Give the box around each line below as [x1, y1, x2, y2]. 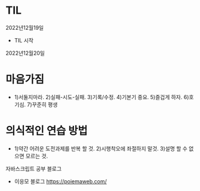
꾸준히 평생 [32, 101, 58, 108]
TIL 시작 [14, 36, 34, 44]
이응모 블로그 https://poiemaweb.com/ [14, 177, 107, 185]
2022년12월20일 [5, 49, 45, 57]
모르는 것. [25, 152, 48, 159]
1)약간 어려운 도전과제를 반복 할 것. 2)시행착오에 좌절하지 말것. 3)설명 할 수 [14, 144, 187, 152]
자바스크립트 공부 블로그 [5, 165, 62, 172]
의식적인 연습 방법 [5, 124, 88, 138]
